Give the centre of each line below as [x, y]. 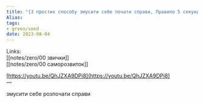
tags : [13, 23]
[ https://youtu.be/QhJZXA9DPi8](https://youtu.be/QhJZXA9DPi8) [88, 76]
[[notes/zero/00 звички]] [38, 58]
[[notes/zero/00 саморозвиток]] [47, 64]
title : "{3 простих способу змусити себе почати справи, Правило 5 [93, 12]
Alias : [15, 17]
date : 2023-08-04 [28, 34]
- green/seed [23, 29]
